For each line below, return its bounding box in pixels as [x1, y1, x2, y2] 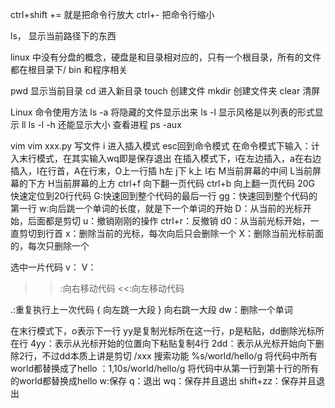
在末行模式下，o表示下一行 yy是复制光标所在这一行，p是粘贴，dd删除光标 [10, 325, 316, 337]
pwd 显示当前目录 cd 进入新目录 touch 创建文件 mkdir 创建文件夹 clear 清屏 [10, 85, 321, 97]
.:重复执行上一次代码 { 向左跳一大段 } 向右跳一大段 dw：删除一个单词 [10, 304, 293, 315]
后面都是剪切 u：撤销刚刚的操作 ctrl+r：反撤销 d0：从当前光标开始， [27, 215, 311, 227]
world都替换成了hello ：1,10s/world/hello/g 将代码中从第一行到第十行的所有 [10, 363, 320, 374]
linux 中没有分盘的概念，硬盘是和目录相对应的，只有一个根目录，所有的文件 [10, 51, 322, 63]
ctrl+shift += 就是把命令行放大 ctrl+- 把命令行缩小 [10, 9, 215, 20]
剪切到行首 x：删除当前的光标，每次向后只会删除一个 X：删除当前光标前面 [18, 228, 325, 239]
